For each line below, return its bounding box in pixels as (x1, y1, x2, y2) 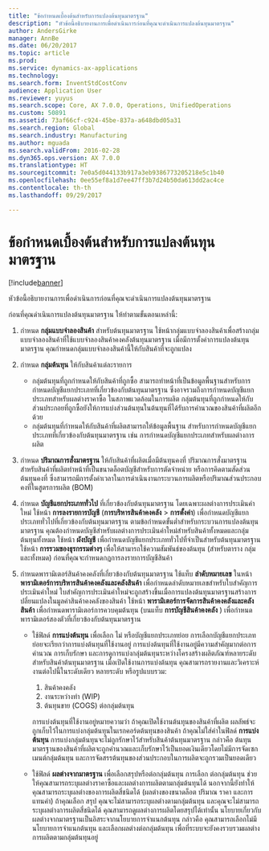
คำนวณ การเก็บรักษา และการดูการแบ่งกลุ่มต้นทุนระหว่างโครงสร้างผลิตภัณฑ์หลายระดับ (31, 648, 257, 658)
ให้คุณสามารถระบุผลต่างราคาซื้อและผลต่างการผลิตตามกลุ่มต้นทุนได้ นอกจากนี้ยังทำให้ (31, 778, 255, 787)
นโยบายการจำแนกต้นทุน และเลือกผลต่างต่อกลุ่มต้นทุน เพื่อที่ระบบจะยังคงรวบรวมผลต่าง (31, 823, 260, 832)
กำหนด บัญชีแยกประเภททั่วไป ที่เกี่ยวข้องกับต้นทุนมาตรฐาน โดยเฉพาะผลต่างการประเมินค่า (19, 498, 255, 508)
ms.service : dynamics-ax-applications (8, 64, 138, 72)
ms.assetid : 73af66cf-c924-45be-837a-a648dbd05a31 (8, 117, 181, 125)
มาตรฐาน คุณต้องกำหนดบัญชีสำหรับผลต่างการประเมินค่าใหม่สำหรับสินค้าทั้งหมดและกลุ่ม (19, 525, 249, 535)
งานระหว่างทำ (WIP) (43, 691, 100, 701)
